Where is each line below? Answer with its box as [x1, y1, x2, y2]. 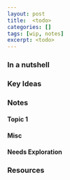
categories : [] [7, 23, 52, 30]
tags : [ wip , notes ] [7, 30, 64, 37]
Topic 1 [7, 115, 29, 124]
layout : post [7, 10, 45, 18]
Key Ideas [7, 78, 42, 88]
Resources [7, 165, 45, 175]
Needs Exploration [7, 148, 63, 156]
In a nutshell [7, 60, 50, 70]
